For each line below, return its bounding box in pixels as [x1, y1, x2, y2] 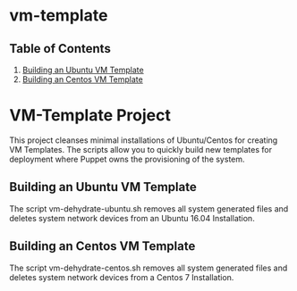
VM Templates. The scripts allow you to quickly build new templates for [9, 144, 273, 154]
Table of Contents [9, 41, 112, 56]
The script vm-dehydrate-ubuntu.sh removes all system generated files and [9, 203, 289, 214]
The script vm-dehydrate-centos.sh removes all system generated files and [9, 262, 288, 273]
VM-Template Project [9, 105, 172, 126]
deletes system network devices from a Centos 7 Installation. [9, 271, 234, 282]
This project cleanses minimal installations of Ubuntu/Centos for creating [9, 135, 278, 145]
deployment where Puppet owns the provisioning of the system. [9, 154, 245, 164]
